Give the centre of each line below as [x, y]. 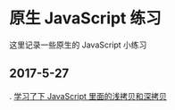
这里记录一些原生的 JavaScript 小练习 [78, 45]
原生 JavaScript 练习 [86, 18]
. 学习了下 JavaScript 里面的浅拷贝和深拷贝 [88, 96]
